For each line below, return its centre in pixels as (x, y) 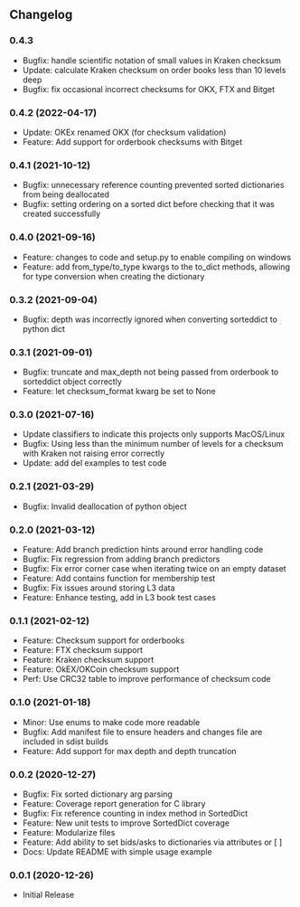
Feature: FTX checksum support (82, 650)
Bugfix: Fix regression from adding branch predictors (121, 559)
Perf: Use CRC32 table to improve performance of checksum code (146, 679)
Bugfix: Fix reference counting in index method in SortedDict (135, 813)
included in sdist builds (65, 742)
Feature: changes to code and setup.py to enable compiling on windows (157, 257)
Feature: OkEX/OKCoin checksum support (101, 669)
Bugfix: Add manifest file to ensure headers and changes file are (142, 732)
